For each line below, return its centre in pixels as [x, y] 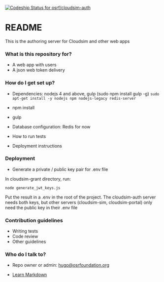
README [24, 28]
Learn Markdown [30, 275]
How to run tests [29, 136]
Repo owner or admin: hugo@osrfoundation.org [61, 265]
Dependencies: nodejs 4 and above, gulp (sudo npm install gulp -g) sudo [86, 93]
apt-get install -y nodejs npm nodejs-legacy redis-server [74, 98]
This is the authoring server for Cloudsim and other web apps [67, 41]
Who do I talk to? [26, 254]
